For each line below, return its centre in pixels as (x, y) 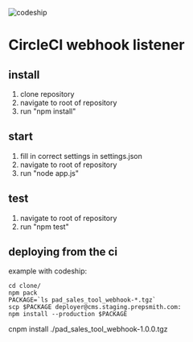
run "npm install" (48, 111)
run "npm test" (45, 227)
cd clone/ (25, 286)
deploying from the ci (63, 252)
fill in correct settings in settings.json (81, 156)
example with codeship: (48, 271)
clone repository (47, 94)
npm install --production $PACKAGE (68, 315)
